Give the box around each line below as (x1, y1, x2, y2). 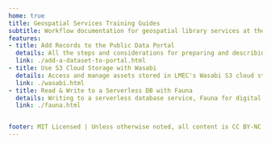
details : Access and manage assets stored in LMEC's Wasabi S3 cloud (15, 71, 254, 80)
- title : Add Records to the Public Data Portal (8, 42, 175, 50)
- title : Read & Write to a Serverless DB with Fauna (8, 86, 194, 95)
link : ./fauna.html (15, 101, 81, 109)
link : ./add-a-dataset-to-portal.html (15, 57, 147, 65)
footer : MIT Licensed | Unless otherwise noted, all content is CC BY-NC (8, 123, 262, 131)
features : (8, 34, 42, 43)
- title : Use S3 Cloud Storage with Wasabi (8, 64, 157, 72)
